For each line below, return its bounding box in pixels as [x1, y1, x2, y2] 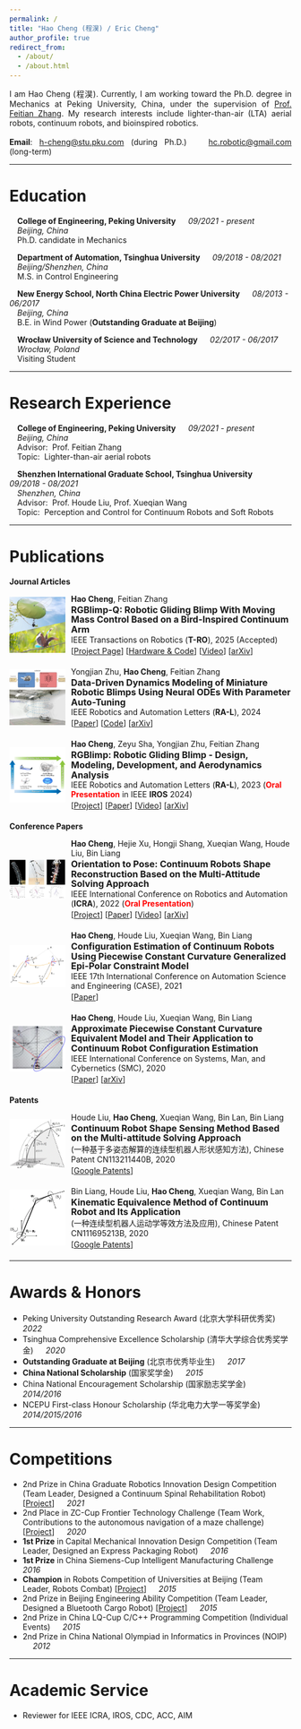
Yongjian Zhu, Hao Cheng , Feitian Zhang [71, 666, 221, 676]
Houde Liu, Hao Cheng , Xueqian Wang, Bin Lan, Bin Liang [71, 1112, 285, 1123]
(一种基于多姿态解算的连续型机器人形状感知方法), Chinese [71, 1143, 285, 1155]
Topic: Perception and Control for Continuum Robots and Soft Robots [17, 506, 274, 517]
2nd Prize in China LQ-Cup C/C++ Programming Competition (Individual [21, 1612, 288, 1622]
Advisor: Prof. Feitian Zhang [17, 442, 123, 452]
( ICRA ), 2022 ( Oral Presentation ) [71, 898, 194, 908]
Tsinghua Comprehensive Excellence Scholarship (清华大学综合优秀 [21, 1333, 273, 1344]
